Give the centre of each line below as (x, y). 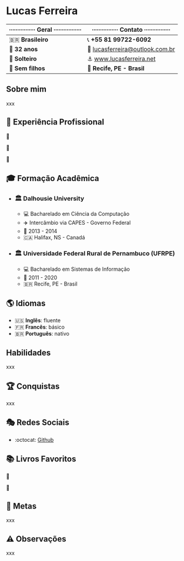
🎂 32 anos (24, 49)
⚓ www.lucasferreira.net (121, 58)
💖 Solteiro (23, 58)
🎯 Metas (21, 506)
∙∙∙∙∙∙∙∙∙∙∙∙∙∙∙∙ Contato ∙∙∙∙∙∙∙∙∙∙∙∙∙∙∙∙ (131, 29)
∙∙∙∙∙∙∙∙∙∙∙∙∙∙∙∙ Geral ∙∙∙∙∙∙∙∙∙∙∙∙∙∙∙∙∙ (45, 29)
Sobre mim (26, 89)
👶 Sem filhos (27, 68)
